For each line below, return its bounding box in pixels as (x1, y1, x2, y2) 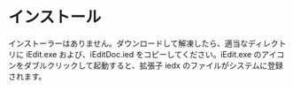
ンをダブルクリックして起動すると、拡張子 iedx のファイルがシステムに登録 (8, 60, 284, 71)
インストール (8, 7, 102, 27)
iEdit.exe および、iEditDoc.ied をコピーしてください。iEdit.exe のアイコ (25, 49, 285, 59)
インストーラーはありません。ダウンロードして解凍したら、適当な (8, 38, 249, 49)
